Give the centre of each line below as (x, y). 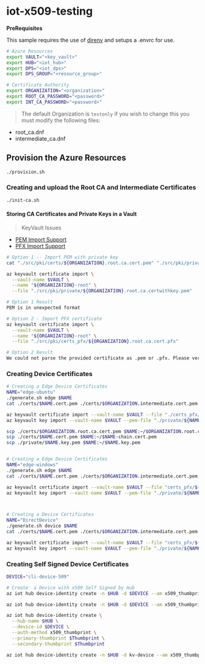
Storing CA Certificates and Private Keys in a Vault (72, 214)
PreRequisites (24, 28)
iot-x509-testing (50, 11)
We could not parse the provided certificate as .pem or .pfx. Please (98, 358)
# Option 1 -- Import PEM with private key (63, 257)
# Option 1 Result (30, 302)
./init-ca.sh (23, 200)
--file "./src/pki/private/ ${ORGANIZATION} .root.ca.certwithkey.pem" (102, 291)
